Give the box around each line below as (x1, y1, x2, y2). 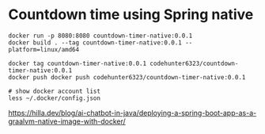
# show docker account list (8, 87, 101, 95)
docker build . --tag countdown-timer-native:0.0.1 (8, 38, 182, 47)
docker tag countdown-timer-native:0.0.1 (8, 59, 147, 67)
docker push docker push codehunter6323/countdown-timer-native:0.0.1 (8, 73, 246, 81)
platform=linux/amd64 (8, 45, 80, 53)
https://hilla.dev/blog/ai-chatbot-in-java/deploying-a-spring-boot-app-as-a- (8, 108, 257, 117)
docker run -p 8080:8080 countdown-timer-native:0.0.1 (8, 32, 193, 40)
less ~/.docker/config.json (8, 94, 101, 102)
